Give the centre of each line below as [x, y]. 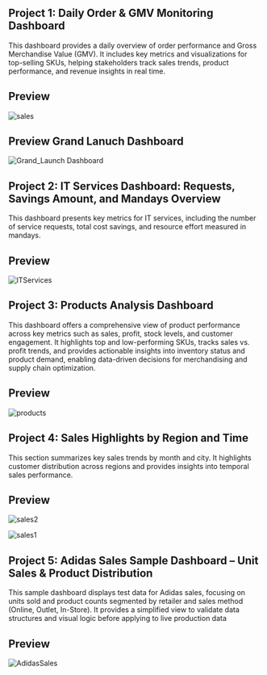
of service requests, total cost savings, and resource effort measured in [127, 227]
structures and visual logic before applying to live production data [118, 618]
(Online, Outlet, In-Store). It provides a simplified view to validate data [124, 610]
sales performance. [41, 475]
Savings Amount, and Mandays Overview [115, 198]
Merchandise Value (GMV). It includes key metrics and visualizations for [128, 54]
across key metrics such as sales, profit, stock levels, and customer [121, 333]
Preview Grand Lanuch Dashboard [96, 142]
